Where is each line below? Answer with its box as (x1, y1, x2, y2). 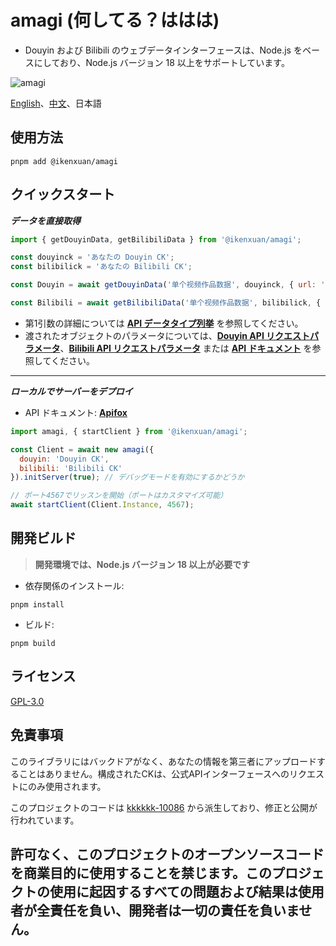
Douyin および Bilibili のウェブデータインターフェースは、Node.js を (24, 44, 303, 56)
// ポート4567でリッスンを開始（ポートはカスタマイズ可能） (10, 491, 228, 501)
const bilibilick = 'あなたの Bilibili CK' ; (10, 262, 193, 272)
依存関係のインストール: (24, 579, 125, 591)
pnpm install (10, 599, 65, 610)
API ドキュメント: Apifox (24, 406, 128, 418)
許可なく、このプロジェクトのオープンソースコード (10, 846, 325, 863)
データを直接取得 (10, 214, 81, 226)
